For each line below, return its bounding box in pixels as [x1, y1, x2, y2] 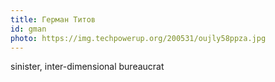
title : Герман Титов [10, 14, 97, 25]
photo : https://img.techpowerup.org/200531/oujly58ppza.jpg [10, 33, 267, 43]
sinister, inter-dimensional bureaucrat [10, 61, 165, 73]
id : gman [10, 24, 47, 34]
